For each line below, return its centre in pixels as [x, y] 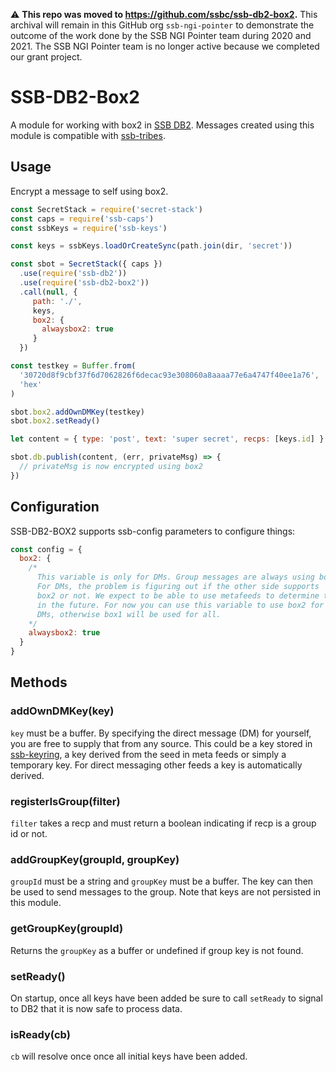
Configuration [55, 507]
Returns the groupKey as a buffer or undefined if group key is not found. [157, 950]
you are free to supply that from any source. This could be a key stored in [161, 743]
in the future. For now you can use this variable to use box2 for [180, 605]
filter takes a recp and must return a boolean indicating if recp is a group [163, 823]
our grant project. [46, 57]
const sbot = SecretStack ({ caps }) [86, 264]
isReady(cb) [40, 1034]
